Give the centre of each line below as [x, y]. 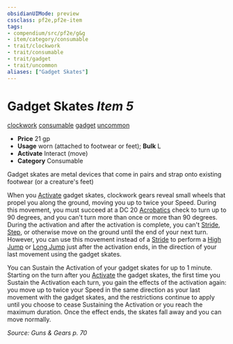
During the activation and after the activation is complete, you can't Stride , [114, 225]
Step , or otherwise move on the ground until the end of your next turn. [108, 232]
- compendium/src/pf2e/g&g [46, 33]
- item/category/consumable [48, 40]
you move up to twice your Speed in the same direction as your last [104, 290]
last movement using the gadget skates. [64, 254]
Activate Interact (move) [53, 154]
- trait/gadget [29, 59]
